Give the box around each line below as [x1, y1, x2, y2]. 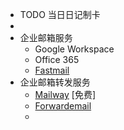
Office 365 [34, 54, 80, 65]
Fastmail [34, 64, 70, 76]
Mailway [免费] [34, 89, 97, 100]
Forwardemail [34, 100, 92, 112]
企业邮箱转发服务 [19, 76, 91, 88]
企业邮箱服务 [19, 32, 73, 43]
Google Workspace [34, 43, 115, 55]
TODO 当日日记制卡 [19, 9, 101, 20]
